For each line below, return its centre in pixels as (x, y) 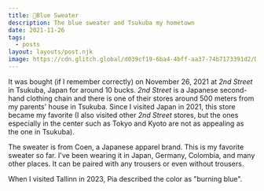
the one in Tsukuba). (41, 131)
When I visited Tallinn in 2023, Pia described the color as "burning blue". (125, 178)
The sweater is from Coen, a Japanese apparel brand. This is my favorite (126, 147)
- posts (28, 45)
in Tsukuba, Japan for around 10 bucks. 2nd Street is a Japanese (113, 90)
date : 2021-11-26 (37, 30)
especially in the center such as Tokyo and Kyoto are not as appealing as (126, 123)
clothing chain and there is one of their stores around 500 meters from (140, 98)
